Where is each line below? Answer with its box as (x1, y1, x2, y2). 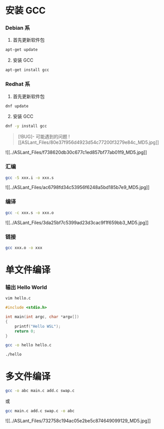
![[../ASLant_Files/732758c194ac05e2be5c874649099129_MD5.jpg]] (5, 417, 151, 424)
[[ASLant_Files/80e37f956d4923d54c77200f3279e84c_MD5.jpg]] (17, 139, 159, 145)
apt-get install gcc (5, 67, 50, 72)
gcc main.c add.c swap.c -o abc (5, 408, 75, 414)
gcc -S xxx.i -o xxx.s (5, 175, 54, 180)
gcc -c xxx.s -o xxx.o (5, 210, 54, 215)
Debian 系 (5, 24, 30, 31)
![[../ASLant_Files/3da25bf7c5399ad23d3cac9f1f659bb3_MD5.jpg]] (5, 219, 149, 226)
